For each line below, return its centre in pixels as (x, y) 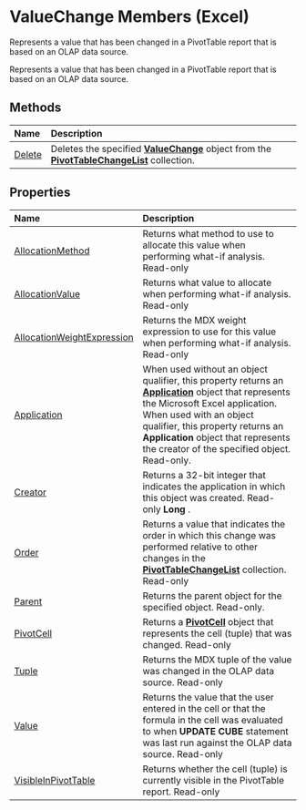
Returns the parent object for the (212, 596)
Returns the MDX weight (194, 320)
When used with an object (199, 415)
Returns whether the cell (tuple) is (215, 769)
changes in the (174, 558)
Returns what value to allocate (207, 282)
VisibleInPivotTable (55, 780)
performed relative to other (200, 547)
